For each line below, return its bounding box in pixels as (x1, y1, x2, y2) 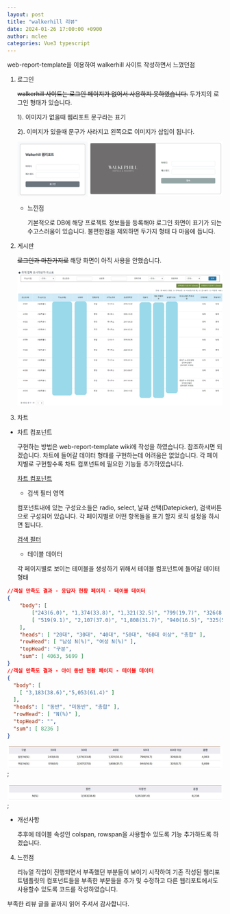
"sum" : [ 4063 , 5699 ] (19, 653, 84, 660)
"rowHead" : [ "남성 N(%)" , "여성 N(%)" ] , (19, 639, 137, 645)
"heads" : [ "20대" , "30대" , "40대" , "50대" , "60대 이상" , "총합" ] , (19, 631, 206, 638)
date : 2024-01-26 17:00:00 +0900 (7, 25, 103, 32)
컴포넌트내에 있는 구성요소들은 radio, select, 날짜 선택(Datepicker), (16, 503, 199, 512)
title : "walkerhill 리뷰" (7, 18, 79, 25)
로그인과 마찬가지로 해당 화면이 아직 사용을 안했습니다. (16, 256, 162, 264)
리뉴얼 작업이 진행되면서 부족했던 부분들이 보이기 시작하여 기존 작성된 (16, 867, 202, 876)
